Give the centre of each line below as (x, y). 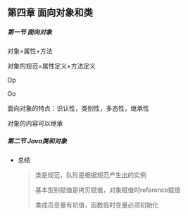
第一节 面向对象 (30, 32)
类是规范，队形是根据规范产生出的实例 (90, 175)
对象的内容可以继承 (35, 124)
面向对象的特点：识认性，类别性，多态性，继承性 (78, 109)
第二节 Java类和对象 (37, 140)
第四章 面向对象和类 (50, 13)
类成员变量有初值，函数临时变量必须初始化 (97, 205)
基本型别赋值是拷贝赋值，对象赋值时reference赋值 (108, 190)
